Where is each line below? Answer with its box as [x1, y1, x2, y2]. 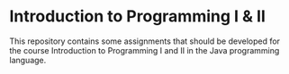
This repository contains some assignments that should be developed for [9, 36, 281, 46]
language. [9, 54, 47, 65]
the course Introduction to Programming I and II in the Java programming [9, 45, 280, 55]
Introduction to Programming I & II [9, 6, 266, 27]
